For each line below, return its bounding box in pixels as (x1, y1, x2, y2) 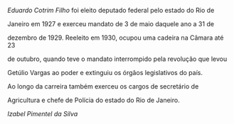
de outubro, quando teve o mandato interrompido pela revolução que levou (7, 55, 228, 63)
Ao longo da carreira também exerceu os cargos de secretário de (7, 82, 199, 91)
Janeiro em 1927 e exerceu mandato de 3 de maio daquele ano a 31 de (7, 20, 215, 28)
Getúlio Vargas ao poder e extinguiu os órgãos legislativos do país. (7, 69, 203, 77)
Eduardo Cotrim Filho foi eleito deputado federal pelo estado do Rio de (7, 6, 215, 14)
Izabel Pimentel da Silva (7, 110, 78, 118)
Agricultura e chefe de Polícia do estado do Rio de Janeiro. (7, 96, 180, 104)
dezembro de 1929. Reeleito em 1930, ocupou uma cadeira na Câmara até (7, 33, 224, 42)
